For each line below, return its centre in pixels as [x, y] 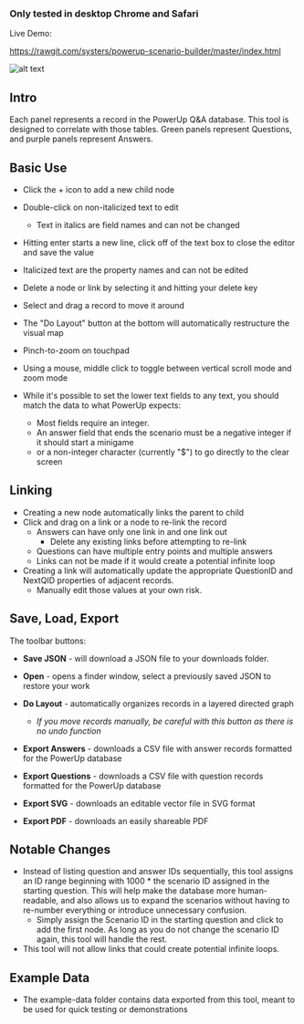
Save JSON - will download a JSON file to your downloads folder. [146, 658]
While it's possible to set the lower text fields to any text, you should [151, 395]
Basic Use [38, 167]
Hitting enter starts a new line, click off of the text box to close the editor [159, 242]
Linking [31, 491]
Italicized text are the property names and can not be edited [136, 270]
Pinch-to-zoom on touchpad [76, 350]
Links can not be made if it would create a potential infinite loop [156, 560]
